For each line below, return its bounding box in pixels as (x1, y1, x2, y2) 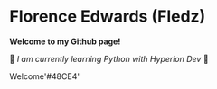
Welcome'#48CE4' (9, 70, 80, 82)
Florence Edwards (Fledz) (9, 6, 206, 27)
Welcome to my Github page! (9, 36, 121, 47)
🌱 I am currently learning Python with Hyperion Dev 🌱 (9, 53, 210, 64)
